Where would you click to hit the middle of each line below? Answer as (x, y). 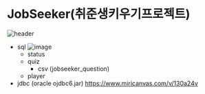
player (36, 75)
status (36, 54)
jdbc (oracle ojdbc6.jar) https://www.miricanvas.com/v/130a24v (107, 83)
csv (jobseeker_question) (74, 69)
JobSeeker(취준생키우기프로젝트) (99, 14)
